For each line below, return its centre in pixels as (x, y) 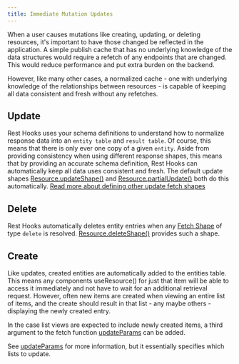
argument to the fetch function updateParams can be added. (96, 333)
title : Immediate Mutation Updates (60, 14)
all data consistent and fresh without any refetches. (83, 93)
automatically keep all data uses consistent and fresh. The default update (115, 171)
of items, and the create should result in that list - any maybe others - (110, 303)
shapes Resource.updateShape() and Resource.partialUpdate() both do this (118, 178)
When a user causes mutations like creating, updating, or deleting (104, 34)
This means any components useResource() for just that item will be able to (118, 281)
